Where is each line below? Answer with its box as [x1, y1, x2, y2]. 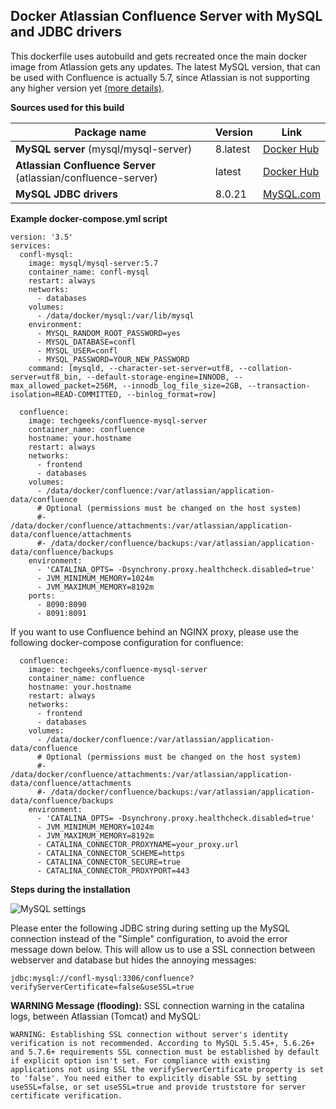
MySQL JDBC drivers [15, 187, 118, 201]
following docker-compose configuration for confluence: [10, 636, 244, 648]
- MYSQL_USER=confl [36, 345, 118, 356]
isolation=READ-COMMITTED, [10, 389, 123, 399]
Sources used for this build [10, 101, 125, 113]
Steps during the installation [10, 883, 131, 895]
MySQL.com [262, 187, 321, 201]
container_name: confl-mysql [28, 267, 150, 277]
